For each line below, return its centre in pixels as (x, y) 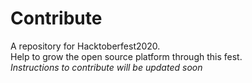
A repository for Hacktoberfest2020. (85, 46)
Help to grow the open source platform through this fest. (126, 56)
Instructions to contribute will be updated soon (106, 67)
